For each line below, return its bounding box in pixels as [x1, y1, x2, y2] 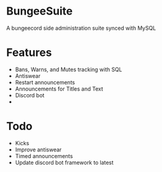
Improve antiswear [15, 146, 62, 153]
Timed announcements [15, 152, 73, 159]
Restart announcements [15, 78, 75, 86]
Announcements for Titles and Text [15, 85, 103, 92]
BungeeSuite [6, 4, 73, 18]
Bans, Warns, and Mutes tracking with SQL [15, 66, 123, 73]
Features [6, 46, 52, 60]
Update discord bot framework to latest [15, 159, 114, 166]
